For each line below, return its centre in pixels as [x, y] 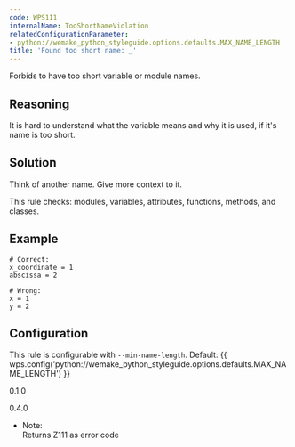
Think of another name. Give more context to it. [96, 184]
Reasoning [40, 104]
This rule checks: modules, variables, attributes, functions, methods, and [143, 201]
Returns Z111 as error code [71, 435]
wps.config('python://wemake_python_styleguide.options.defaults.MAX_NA [148, 364]
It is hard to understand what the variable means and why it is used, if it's [143, 125]
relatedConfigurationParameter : [69, 34]
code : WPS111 [33, 17]
